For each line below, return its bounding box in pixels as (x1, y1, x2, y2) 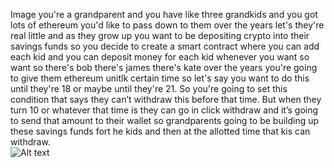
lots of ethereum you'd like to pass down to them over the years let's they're (10, 19, 325, 31)
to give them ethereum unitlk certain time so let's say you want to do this (10, 72, 310, 84)
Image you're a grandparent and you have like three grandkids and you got (10, 9, 318, 20)
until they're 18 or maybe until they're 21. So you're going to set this (10, 83, 288, 94)
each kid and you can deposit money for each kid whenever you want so (10, 51, 310, 63)
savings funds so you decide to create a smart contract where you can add (10, 40, 320, 52)
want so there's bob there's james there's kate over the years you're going (10, 62, 318, 73)
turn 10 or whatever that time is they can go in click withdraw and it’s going (10, 104, 319, 116)
